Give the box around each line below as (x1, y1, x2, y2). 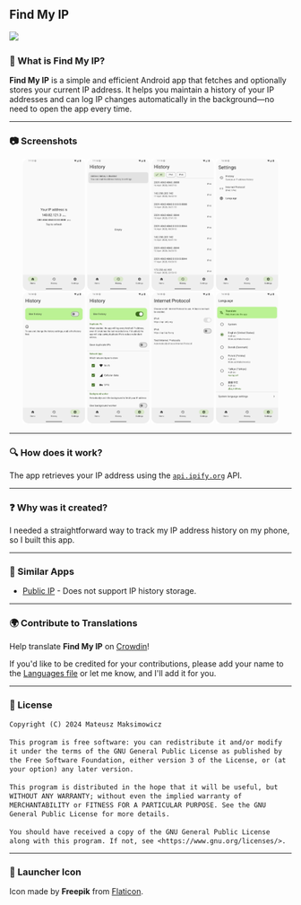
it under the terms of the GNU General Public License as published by (9, 747, 282, 756)
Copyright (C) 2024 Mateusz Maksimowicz (9, 720, 163, 729)
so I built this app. (9, 535, 75, 545)
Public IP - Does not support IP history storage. (21, 586, 197, 596)
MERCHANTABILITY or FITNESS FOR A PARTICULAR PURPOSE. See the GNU (9, 801, 267, 810)
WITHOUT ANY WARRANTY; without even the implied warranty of (9, 792, 243, 801)
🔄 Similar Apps (9, 565, 74, 578)
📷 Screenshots (9, 135, 78, 147)
